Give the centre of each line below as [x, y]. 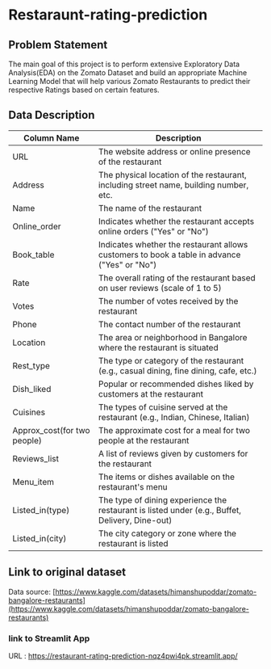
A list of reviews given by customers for [173, 453]
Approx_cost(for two [51, 430]
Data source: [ [32, 591]
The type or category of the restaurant [171, 360]
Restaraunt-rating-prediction [108, 15]
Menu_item [33, 482]
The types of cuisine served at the [163, 407]
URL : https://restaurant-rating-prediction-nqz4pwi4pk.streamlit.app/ [123, 655]
